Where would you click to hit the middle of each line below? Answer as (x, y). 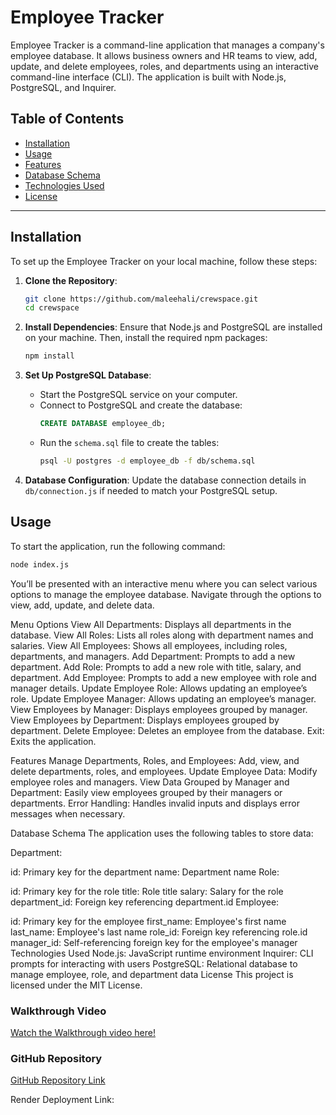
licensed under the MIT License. (76, 985)
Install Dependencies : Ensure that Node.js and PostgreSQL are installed (173, 327)
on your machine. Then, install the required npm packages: (146, 338)
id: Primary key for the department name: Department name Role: (145, 872)
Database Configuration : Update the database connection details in (165, 480)
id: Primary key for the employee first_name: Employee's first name (148, 921)
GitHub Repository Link (58, 1080)
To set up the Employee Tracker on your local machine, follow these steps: (164, 261)
